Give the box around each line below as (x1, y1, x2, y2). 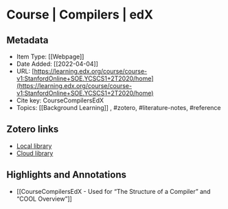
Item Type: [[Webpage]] (16, 52, 84, 60)
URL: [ (16, 67, 35, 75)
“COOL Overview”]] (16, 195, 73, 203)
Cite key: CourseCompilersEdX (16, 96, 104, 104)
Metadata (6, 34, 49, 46)
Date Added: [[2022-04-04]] (16, 60, 99, 68)
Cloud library (16, 148, 54, 157)
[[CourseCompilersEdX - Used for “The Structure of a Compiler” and (16, 187, 211, 195)
